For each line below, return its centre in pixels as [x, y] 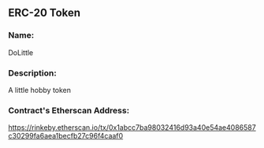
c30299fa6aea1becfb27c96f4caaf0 [66, 136]
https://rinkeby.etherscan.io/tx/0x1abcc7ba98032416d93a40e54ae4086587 [132, 128]
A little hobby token [40, 90]
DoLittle [21, 52]
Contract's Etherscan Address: [69, 110]
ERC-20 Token [45, 13]
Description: [32, 72]
